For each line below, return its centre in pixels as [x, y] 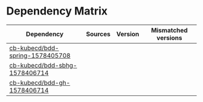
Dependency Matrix [57, 11]
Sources [98, 34]
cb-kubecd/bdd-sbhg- [43, 65]
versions [169, 37]
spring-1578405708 [40, 56]
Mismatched [169, 30]
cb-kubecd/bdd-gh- [40, 83]
